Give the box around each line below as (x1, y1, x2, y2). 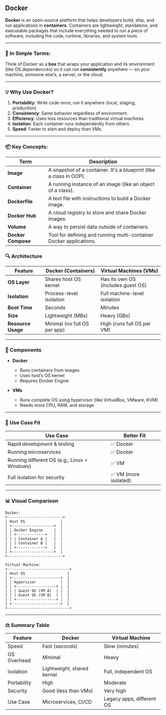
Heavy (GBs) (100, 312, 130, 319)
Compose (7, 238, 31, 244)
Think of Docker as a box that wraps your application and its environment (5, 61, 155, 67)
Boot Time (7, 304, 33, 311)
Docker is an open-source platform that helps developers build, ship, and (5, 17, 155, 23)
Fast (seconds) (42, 643, 78, 650)
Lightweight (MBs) (44, 312, 88, 319)
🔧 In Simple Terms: (5, 49, 51, 56)
